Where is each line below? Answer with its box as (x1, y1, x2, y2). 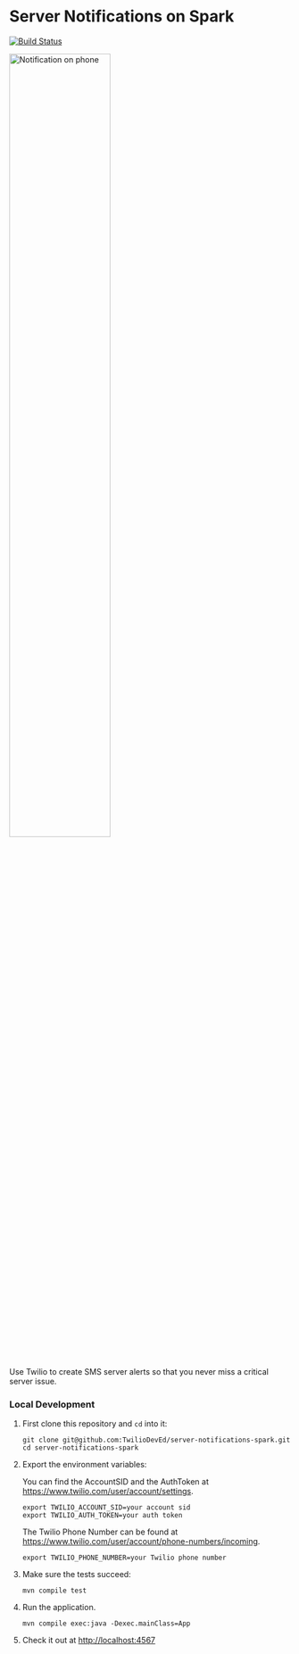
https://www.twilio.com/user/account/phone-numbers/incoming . (21, 1536, 261, 1547)
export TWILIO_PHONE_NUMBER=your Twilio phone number (21, 1553, 227, 1563)
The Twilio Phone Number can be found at (21, 1526, 179, 1537)
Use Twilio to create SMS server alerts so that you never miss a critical (9, 1366, 270, 1376)
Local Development (9, 1398, 96, 1410)
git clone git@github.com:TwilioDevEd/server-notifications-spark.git (21, 1435, 291, 1445)
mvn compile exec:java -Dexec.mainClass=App (21, 1619, 191, 1628)
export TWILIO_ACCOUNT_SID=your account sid (21, 1503, 191, 1512)
